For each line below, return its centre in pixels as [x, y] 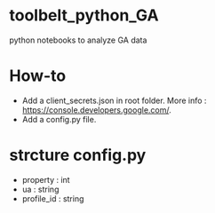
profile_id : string [53, 198]
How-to [38, 76]
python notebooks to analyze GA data [78, 40]
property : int [46, 179]
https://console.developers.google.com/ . [96, 110]
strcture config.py [78, 155]
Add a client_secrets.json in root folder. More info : [114, 100]
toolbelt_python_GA [84, 16]
